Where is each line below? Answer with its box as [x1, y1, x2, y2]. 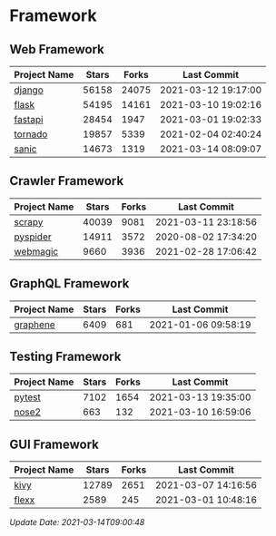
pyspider [14, 230, 52, 243]
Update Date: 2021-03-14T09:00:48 [9, 517, 145, 528]
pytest [14, 391, 41, 404]
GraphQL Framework [9, 276, 130, 291]
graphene [14, 318, 56, 331]
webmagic [14, 245, 59, 258]
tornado [14, 128, 48, 141]
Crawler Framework [9, 173, 124, 189]
